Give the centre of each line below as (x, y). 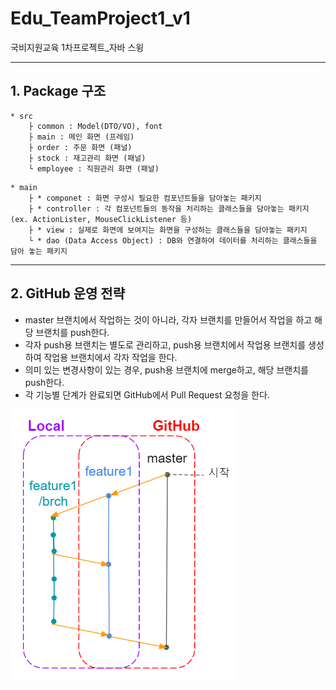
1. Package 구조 (58, 91)
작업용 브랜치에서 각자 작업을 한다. (110, 357)
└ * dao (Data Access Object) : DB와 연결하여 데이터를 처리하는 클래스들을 (173, 240)
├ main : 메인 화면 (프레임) (81, 137)
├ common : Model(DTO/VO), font (95, 126)
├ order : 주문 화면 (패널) (80, 147)
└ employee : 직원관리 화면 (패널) (94, 168)
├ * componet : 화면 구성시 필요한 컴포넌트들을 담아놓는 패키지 (145, 198)
